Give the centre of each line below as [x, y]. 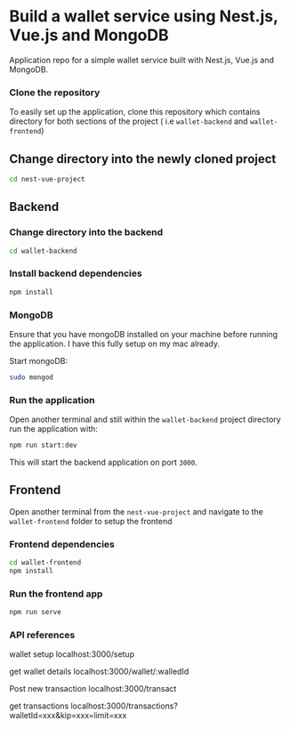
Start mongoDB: [39, 360]
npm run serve [36, 612]
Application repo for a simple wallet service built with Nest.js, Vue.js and [141, 60]
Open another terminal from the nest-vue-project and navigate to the [137, 511]
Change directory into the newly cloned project [143, 159]
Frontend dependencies [62, 544]
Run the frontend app [56, 594]
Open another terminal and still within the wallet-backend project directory [145, 419]
